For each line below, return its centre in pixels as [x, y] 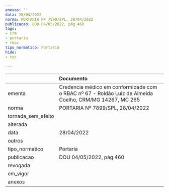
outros [16, 141]
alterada [18, 124]
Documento [73, 79]
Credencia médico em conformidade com [108, 87]
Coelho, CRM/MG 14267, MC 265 [100, 100]
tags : [11, 29]
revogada [19, 166]
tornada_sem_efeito [31, 116]
